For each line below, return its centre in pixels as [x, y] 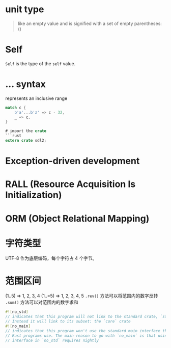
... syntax [25, 84]
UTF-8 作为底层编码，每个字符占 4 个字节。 [51, 258]
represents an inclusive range [36, 98]
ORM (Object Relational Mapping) [77, 218]
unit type [25, 9]
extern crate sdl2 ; [26, 141]
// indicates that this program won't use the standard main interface [83, 331]
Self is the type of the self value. [40, 63]
